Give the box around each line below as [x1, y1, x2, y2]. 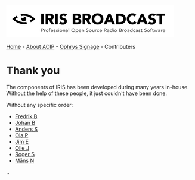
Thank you [6, 64, 60, 77]
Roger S [14, 150, 35, 157]
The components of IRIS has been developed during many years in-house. [6, 83, 189, 90]
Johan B [14, 119, 36, 126]
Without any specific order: [6, 101, 73, 108]
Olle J [14, 144, 30, 151]
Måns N [14, 157, 35, 164]
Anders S [14, 125, 38, 132]
